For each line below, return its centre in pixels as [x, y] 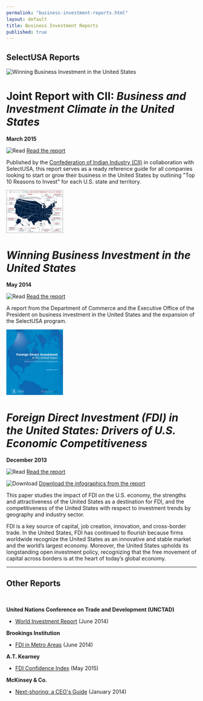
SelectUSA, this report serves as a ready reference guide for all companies [99, 169]
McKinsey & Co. [27, 680]
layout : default [27, 19]
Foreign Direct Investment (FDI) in [92, 417]
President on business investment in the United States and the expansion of [101, 314]
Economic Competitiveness [77, 443]
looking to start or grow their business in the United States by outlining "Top [101, 175]
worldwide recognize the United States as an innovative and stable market [99, 539]
